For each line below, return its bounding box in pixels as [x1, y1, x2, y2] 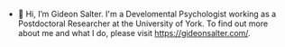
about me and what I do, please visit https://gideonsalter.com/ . [17, 28, 251, 38]
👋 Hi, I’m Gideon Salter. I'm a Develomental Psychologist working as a [17, 9, 277, 19]
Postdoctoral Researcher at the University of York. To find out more [17, 18, 269, 29]
